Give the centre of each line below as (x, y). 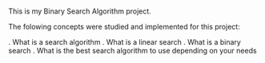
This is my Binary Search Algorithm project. (80, 11)
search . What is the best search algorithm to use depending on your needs (133, 50)
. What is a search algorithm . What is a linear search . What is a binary (125, 41)
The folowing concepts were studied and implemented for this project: (124, 26)
